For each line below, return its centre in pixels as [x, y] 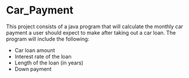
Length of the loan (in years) [49, 63]
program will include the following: [48, 39]
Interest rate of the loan [43, 56]
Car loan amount [35, 50]
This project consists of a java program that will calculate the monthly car [95, 26]
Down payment [33, 69]
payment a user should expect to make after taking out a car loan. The [91, 32]
